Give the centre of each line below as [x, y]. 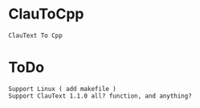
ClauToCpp [46, 14]
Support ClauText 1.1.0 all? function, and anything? [100, 96]
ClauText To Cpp [35, 35]
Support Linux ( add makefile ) [62, 89]
